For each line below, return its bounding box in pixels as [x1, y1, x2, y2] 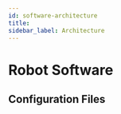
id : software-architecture [8, 11, 98, 20]
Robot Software [8, 61, 114, 79]
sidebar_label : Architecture [8, 26, 105, 34]
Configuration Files [8, 92, 106, 106]
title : [8, 19, 30, 27]
